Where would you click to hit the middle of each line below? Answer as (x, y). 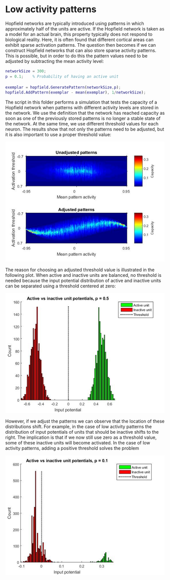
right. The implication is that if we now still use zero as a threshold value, (81, 437)
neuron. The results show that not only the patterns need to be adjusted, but (85, 129)
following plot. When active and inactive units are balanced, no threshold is (83, 275)
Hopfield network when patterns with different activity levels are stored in (82, 108)
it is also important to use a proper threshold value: (58, 135)
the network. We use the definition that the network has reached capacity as (85, 113)
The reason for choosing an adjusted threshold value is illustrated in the (80, 270)
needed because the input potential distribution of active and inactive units (83, 281)
